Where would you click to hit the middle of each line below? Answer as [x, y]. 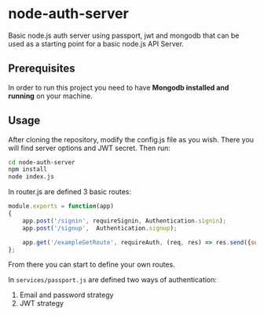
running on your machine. [50, 96]
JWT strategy [42, 303]
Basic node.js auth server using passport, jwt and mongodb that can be [124, 35]
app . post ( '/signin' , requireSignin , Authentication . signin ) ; [124, 221]
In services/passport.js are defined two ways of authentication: [113, 280]
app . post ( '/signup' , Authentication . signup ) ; [100, 228]
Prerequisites [42, 69]
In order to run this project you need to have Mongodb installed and [119, 87]
